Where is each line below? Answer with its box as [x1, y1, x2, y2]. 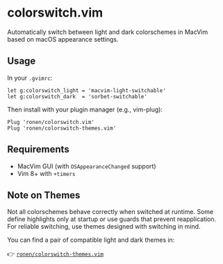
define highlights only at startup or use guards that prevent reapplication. [7, 215, 217, 223]
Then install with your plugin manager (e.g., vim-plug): [7, 105, 163, 114]
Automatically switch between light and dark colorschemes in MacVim [7, 28, 208, 36]
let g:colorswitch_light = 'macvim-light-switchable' [7, 87, 167, 94]
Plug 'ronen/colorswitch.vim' [7, 118, 95, 125]
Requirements [7, 143, 69, 155]
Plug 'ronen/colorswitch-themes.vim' [7, 125, 117, 132]
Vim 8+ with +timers [17, 169, 76, 177]
